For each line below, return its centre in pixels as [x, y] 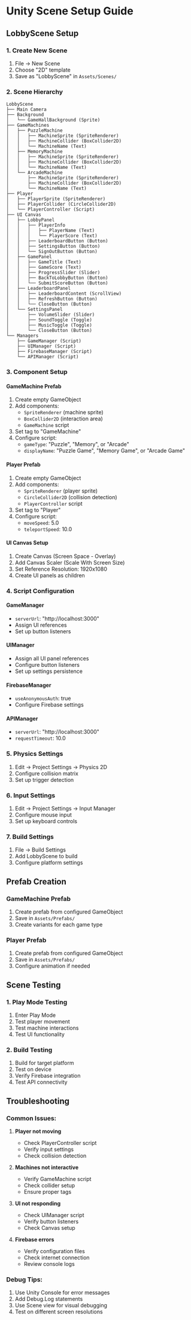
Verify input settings [48, 1149]
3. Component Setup [37, 372]
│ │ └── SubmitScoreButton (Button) [57, 283]
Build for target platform [44, 1063]
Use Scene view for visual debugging [61, 1306]
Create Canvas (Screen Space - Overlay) [65, 556]
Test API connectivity [41, 1082]
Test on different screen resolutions [59, 1312]
